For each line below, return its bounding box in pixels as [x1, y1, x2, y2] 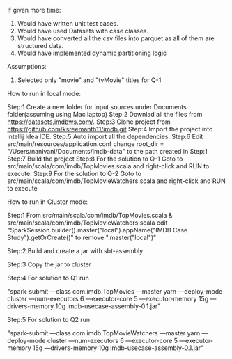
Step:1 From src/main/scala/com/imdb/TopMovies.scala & [7, 212, 173, 219]
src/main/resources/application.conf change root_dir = [7, 140, 164, 148]
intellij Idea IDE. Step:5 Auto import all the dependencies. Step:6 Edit [7, 132, 203, 141]
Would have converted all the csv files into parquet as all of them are [17, 34, 215, 42]
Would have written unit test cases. [17, 19, 118, 27]
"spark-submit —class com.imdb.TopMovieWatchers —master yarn [7, 329, 201, 337]
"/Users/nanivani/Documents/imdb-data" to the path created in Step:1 [7, 147, 208, 155]
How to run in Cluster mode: [7, 198, 88, 206]
